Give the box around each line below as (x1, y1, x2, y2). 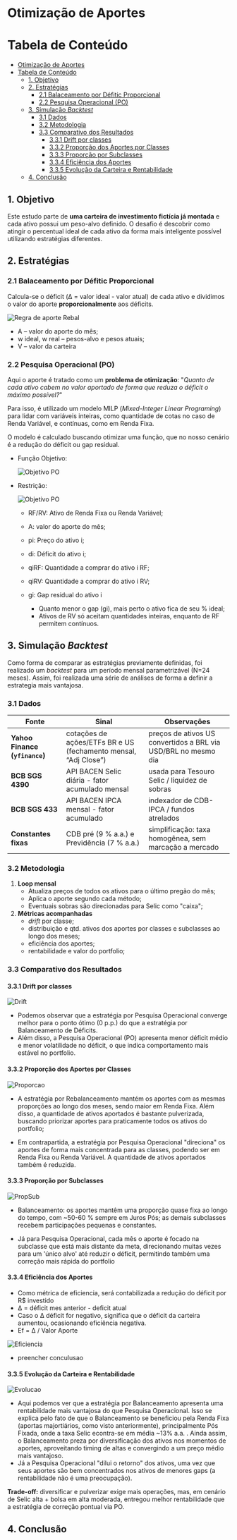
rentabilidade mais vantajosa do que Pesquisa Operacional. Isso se (17, 1407, 212, 1415)
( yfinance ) (11, 751, 46, 761)
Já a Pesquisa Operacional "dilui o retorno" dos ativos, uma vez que (17, 1459, 216, 1467)
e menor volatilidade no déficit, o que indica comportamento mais (17, 1041, 209, 1050)
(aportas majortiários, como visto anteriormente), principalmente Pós (17, 1422, 219, 1430)
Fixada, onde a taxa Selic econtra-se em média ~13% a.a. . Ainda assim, (17, 1429, 228, 1438)
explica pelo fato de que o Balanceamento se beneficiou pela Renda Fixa (17, 1414, 229, 1422)
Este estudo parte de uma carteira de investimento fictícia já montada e (7, 212, 220, 220)
